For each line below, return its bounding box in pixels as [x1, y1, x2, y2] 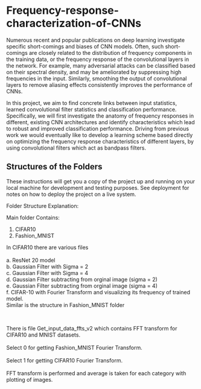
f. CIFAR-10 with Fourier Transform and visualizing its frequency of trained [6, 288, 191, 296]
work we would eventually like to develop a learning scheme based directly [6, 131, 193, 139]
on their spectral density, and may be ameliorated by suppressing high [6, 68, 182, 75]
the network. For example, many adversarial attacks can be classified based [6, 62, 196, 69]
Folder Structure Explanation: [6, 202, 79, 209]
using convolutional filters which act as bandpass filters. [6, 144, 147, 151]
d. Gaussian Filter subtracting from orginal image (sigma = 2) [6, 276, 158, 283]
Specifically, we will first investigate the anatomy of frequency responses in [6, 112, 194, 119]
